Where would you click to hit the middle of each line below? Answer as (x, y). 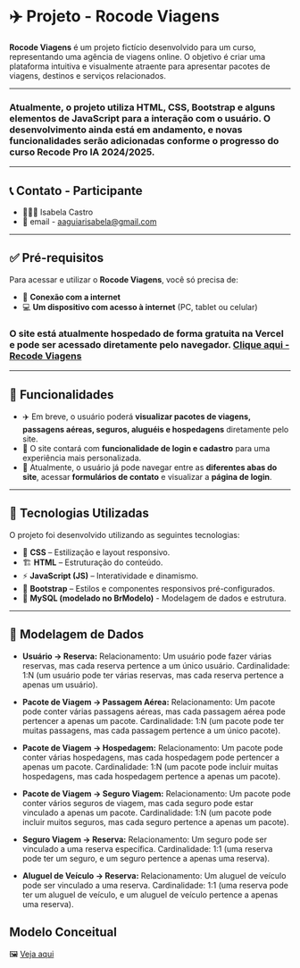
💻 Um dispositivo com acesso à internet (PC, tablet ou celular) (140, 307)
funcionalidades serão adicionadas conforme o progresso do (144, 140)
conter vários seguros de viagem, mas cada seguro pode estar (137, 803)
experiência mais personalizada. (82, 458)
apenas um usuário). (60, 685)
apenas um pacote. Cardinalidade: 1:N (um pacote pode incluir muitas (150, 766)
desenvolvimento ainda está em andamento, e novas (126, 130)
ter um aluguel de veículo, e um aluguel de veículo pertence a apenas (150, 895)
